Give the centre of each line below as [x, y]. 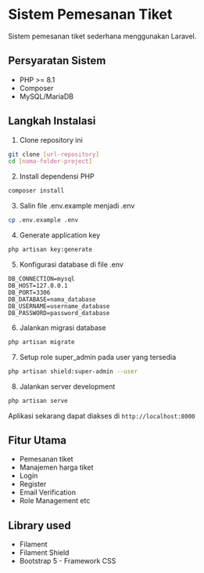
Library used [40, 526]
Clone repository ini [51, 140]
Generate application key [59, 235]
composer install [36, 191]
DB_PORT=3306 [29, 292]
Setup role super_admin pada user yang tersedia [98, 357]
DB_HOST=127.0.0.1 [38, 285]
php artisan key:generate [50, 250]
